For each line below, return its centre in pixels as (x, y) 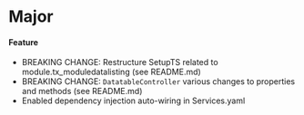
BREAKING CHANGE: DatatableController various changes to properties (158, 81)
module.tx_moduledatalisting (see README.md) (111, 72)
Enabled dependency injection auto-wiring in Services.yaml (133, 101)
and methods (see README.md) (82, 91)
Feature (23, 42)
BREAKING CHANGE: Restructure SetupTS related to (120, 62)
